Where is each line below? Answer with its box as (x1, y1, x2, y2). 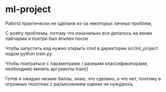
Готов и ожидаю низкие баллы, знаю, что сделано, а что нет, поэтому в (5, 75, 161, 81)
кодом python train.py (5, 51, 52, 57)
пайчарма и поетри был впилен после (5, 35, 89, 41)
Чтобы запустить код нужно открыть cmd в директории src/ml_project (5, 45, 158, 51)
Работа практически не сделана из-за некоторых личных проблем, (5, 20, 152, 26)
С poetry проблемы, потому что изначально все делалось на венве (5, 30, 153, 36)
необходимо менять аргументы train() (5, 66, 89, 72)
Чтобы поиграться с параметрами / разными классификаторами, (5, 60, 149, 66)
